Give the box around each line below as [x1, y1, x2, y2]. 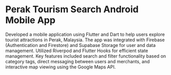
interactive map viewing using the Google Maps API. [5, 64, 116, 70]
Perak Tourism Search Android [5, 4, 139, 15]
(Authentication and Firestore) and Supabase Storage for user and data [5, 42, 156, 48]
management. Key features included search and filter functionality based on [5, 53, 166, 59]
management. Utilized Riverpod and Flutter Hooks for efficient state [5, 47, 148, 54]
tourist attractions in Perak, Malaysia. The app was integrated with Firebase [5, 37, 165, 43]
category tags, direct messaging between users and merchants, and [5, 58, 150, 64]
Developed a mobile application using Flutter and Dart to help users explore [5, 31, 165, 37]
